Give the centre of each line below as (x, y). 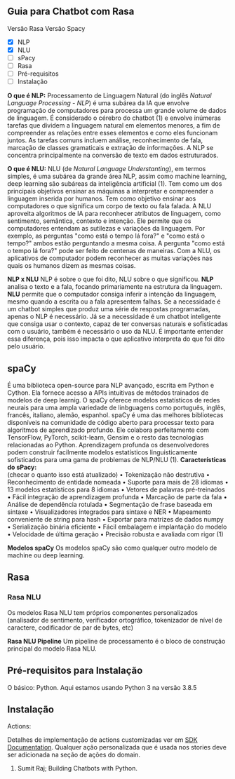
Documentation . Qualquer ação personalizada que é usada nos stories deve (117, 747)
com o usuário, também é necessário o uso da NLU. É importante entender (115, 332)
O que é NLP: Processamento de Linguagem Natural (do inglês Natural (109, 96)
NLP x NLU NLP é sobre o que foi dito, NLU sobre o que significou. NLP (110, 279)
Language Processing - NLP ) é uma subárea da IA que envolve (99, 103)
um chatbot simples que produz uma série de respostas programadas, (109, 309)
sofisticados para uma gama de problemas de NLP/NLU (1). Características (117, 460)
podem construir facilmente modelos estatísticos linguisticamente (102, 452)
